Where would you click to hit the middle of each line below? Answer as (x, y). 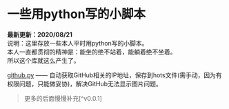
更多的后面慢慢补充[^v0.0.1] (63, 98)
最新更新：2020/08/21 (40, 34)
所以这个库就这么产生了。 (43, 60)
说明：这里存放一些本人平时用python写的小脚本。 (78, 43)
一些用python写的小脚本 (77, 14)
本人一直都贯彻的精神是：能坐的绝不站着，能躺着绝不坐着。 (92, 52)
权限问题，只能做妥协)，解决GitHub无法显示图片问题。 (84, 83)
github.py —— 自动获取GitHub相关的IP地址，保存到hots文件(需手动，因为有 (114, 75)
